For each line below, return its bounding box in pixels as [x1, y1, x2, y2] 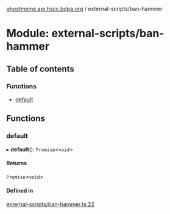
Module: [6, 27, 49, 40]
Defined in [6, 187, 34, 194]
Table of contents [6, 63, 74, 74]
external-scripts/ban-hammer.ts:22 [6, 201, 94, 208]
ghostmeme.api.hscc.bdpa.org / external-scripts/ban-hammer [6, 5, 163, 12]
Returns [6, 160, 27, 167]
